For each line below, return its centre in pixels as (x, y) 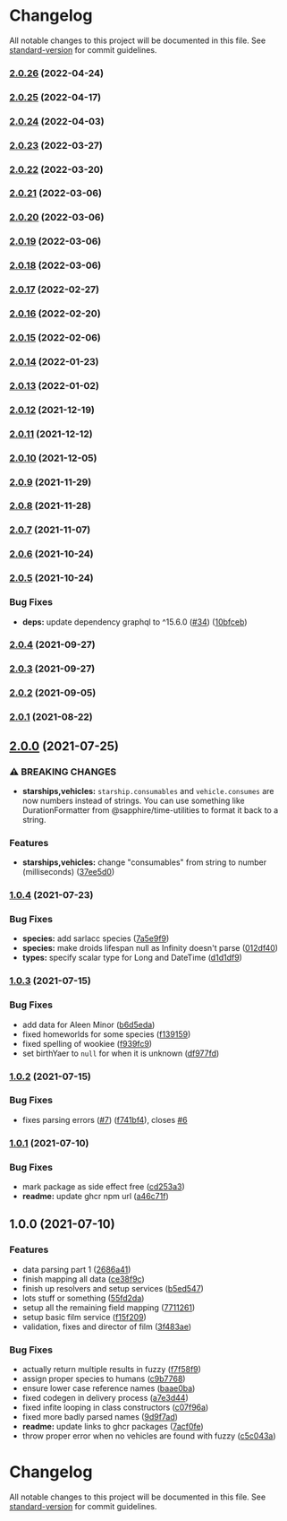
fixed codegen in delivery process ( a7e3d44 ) (106, 1398)
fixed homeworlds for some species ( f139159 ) (106, 1034)
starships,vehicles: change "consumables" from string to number (144, 862)
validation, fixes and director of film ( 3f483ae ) (107, 1327)
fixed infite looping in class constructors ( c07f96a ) (115, 1407)
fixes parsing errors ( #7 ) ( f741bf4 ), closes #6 (105, 1119)
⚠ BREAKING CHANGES (63, 772)
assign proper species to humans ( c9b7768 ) (104, 1379)
